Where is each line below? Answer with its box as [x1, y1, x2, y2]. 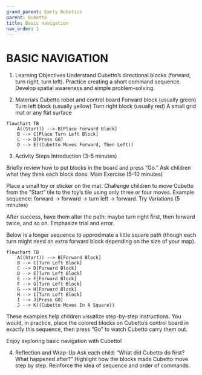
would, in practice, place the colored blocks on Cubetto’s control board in [6, 319, 189, 327]
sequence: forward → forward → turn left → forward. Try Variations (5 [6, 195, 180, 202]
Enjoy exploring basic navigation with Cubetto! [6, 338, 122, 345]
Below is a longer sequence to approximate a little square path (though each [6, 231, 197, 239]
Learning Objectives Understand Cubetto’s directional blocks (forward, [15, 72, 192, 79]
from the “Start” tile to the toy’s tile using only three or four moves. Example [6, 188, 195, 196]
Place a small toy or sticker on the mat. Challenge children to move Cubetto [6, 182, 194, 190]
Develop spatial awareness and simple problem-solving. [15, 85, 155, 92]
